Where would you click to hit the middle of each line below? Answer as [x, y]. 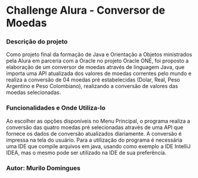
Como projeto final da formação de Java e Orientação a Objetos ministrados [99, 55]
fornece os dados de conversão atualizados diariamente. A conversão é [94, 133]
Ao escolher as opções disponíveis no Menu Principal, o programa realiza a [98, 121]
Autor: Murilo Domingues [44, 168]
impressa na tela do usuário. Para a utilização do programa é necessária [94, 140]
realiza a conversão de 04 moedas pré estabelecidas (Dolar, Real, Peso [93, 80]
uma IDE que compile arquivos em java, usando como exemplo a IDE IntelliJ [98, 146]
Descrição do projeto [37, 42]
